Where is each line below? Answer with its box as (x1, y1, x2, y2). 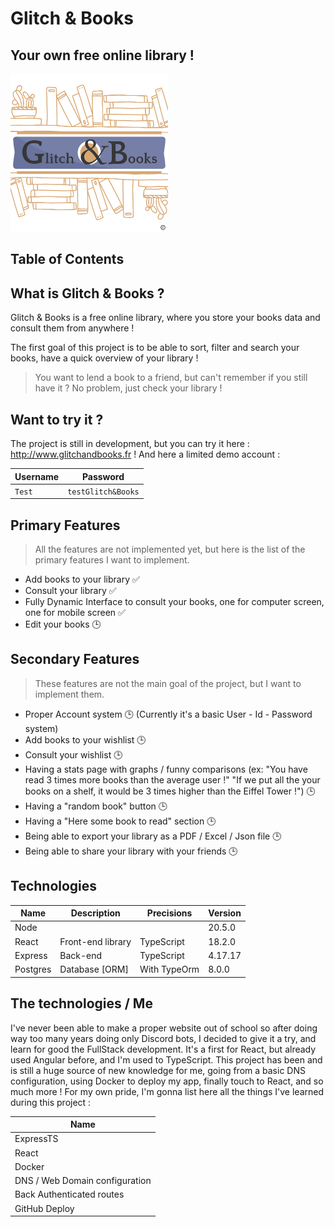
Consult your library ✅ (24, 585, 117, 597)
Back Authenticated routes (14, 1188, 125, 1201)
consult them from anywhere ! (10, 322, 135, 334)
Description (70, 907, 121, 919)
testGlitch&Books (67, 487, 140, 497)
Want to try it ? (10, 411, 104, 428)
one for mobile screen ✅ (24, 607, 126, 619)
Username (14, 470, 60, 482)
